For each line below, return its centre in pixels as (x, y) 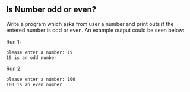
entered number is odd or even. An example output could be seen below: (96, 30)
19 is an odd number (32, 57)
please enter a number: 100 (41, 79)
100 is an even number (34, 84)
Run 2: (14, 68)
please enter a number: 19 (39, 52)
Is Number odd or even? (51, 10)
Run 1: (14, 41)
